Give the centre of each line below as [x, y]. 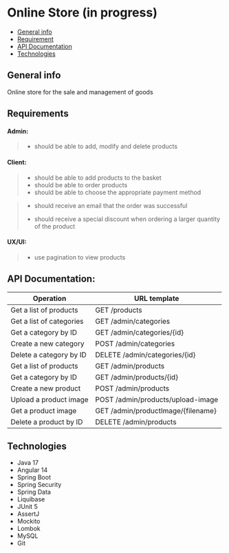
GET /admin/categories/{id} [140, 332]
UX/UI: [17, 242]
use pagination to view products [80, 257]
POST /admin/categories [135, 344]
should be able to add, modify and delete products [106, 147]
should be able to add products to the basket [98, 178]
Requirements [38, 114]
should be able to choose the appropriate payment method [118, 192]
